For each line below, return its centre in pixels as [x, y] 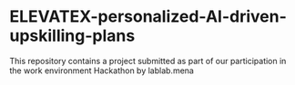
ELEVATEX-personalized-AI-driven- [148, 17]
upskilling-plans [72, 36]
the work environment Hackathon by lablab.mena [102, 71]
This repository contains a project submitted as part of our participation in [148, 61]
